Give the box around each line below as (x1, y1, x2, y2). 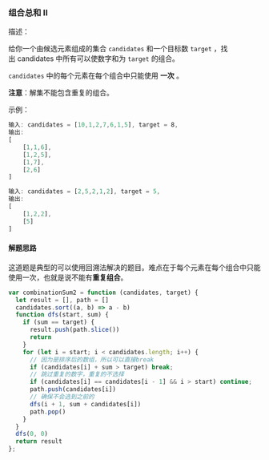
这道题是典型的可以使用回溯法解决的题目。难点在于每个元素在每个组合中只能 (8, 262, 261, 272)
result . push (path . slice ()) (29, 326, 120, 334)
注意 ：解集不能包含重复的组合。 (8, 88, 114, 98)
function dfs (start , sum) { (15, 311, 110, 319)
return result (15, 438, 62, 446)
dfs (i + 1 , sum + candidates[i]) (29, 400, 142, 408)
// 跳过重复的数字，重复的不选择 (29, 370, 124, 378)
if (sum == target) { (22, 318, 94, 326)
